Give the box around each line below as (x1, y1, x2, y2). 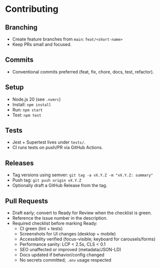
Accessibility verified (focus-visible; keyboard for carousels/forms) (19, 236, 156, 242)
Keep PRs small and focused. (12, 41, 72, 47)
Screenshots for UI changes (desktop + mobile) (19, 231, 116, 237)
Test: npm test (12, 112, 42, 118)
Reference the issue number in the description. (12, 215, 108, 221)
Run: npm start (12, 107, 43, 113)
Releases (5, 159, 34, 167)
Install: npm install (12, 101, 52, 107)
